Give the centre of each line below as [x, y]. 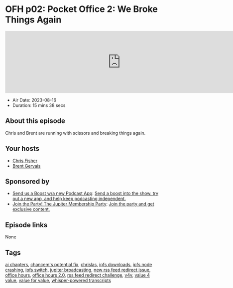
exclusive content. [31, 209]
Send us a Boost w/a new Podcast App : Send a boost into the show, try [85, 193]
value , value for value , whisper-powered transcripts [58, 280]
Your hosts [22, 148]
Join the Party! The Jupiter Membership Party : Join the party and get [83, 204]
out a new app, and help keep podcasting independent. [69, 199]
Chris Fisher [25, 161]
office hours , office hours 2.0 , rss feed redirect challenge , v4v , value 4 [78, 275]
